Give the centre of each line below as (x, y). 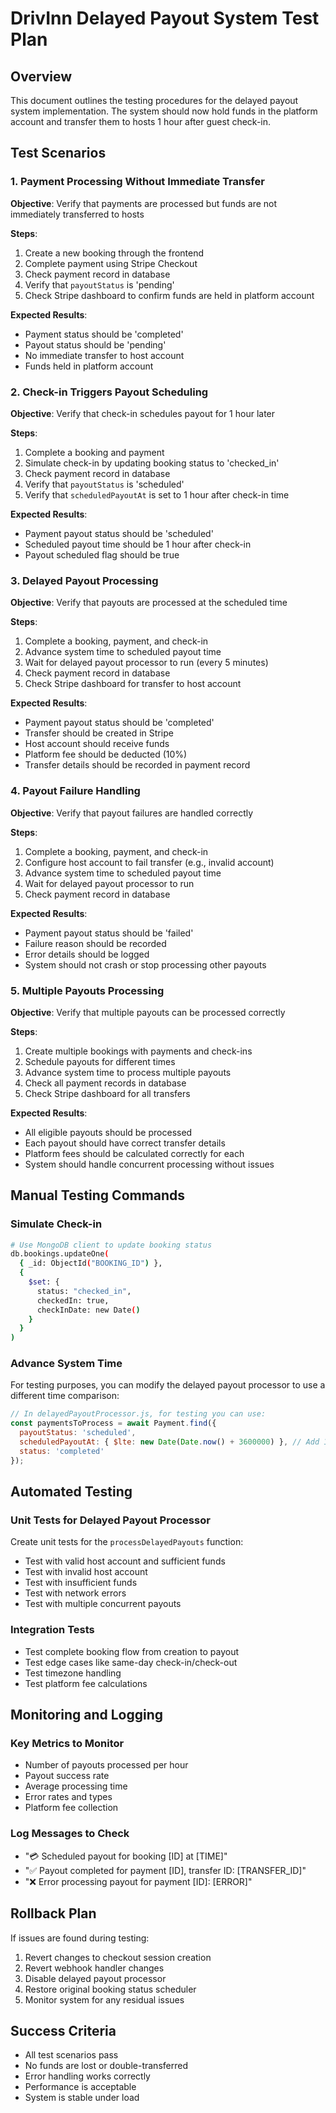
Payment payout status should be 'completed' (119, 723)
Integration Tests (52, 1630)
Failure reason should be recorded (95, 943)
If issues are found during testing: (80, 1938)
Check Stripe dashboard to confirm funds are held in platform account (169, 295)
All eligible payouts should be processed (108, 1132)
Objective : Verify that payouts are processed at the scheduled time (149, 603)
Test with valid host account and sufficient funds (125, 1561)
